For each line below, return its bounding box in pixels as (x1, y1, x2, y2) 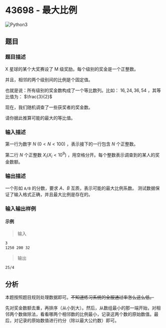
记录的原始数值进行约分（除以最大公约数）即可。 (18, 317, 119, 323)
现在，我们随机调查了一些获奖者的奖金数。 (5, 104, 93, 110)
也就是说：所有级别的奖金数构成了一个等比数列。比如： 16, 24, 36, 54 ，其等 (5, 87, 161, 93)
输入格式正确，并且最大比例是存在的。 (13, 191, 93, 197)
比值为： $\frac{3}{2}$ (5, 93, 52, 99)
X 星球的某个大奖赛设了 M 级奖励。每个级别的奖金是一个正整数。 (5, 66, 139, 72)
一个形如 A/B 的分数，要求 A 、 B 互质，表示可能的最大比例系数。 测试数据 (5, 185, 156, 191)
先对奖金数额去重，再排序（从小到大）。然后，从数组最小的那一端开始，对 (5, 305, 156, 311)
